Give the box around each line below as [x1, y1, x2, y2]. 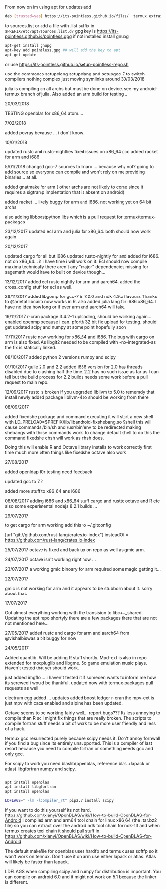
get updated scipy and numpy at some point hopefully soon [5, 324, 126, 330]
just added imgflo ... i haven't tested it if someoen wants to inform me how [5, 674, 156, 680]
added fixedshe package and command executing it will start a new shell [5, 413, 153, 419]
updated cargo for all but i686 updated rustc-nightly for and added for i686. [5, 253, 160, 259]
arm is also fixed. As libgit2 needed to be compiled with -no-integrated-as [5, 339, 156, 345]
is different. [5, 879, 29, 885]
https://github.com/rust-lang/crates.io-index [5, 537, 95, 543]
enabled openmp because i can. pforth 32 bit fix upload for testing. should [5, 319, 157, 325]
